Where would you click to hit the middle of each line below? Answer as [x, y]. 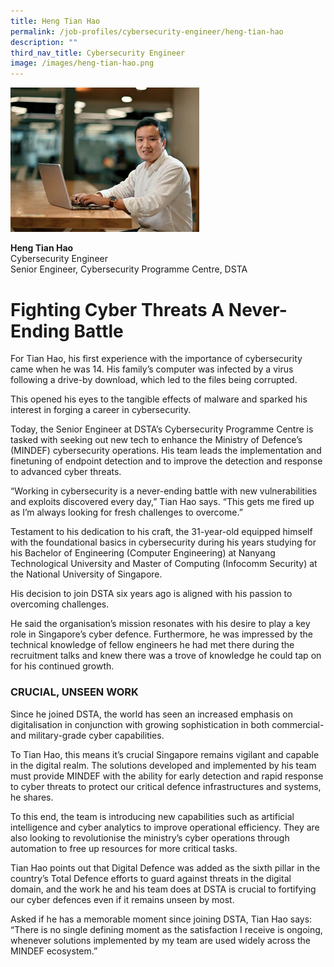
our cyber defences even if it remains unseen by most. [122, 899]
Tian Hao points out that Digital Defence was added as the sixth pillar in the [165, 867]
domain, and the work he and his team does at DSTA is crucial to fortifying [163, 889]
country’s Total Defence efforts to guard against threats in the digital [151, 878]
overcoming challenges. [60, 604]
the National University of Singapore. [86, 574]
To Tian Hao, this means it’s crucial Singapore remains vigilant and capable [165, 754]
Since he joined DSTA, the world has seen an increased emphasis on [151, 714]
